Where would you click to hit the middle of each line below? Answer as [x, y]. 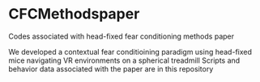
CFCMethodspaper [74, 14]
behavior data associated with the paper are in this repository [111, 68]
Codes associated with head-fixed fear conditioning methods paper [121, 36]
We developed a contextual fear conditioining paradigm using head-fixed [130, 51]
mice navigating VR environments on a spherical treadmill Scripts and [124, 60]
